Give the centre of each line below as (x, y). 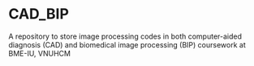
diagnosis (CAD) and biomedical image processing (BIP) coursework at (127, 44)
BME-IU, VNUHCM (40, 53)
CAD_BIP (39, 14)
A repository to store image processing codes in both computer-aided (125, 36)
